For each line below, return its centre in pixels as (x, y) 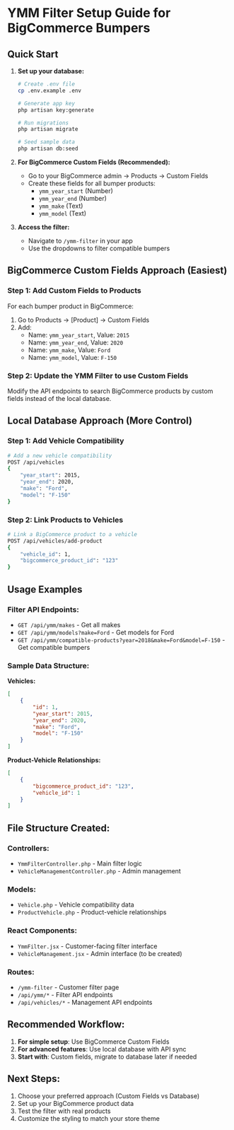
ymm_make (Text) (61, 206)
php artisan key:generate (55, 110)
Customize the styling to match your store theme (89, 1118)
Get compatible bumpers (54, 647)
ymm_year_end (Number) (73, 198)
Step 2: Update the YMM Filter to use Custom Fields (98, 375)
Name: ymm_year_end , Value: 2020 (76, 342)
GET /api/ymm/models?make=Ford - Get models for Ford (96, 632)
